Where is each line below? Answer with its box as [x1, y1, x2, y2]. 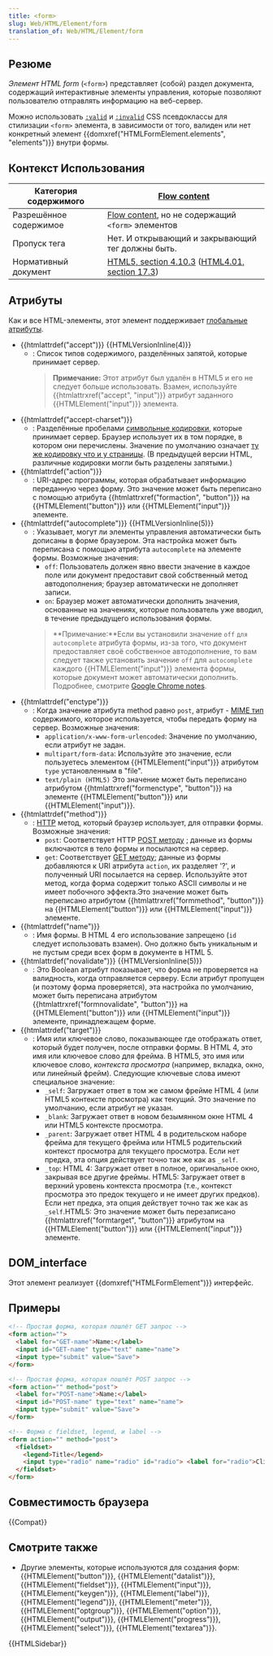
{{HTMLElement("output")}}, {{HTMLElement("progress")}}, [19, 1614, 221, 1623]
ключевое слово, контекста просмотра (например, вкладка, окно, [32, 1059, 265, 1070]
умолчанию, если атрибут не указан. [44, 1103, 174, 1113]
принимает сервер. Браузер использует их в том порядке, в [32, 432, 243, 442]
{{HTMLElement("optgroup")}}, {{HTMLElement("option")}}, [19, 1606, 221, 1615]
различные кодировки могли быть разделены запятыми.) [32, 457, 233, 468]
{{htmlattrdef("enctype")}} [19, 696, 109, 706]
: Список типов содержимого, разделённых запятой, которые [32, 348, 248, 358]
